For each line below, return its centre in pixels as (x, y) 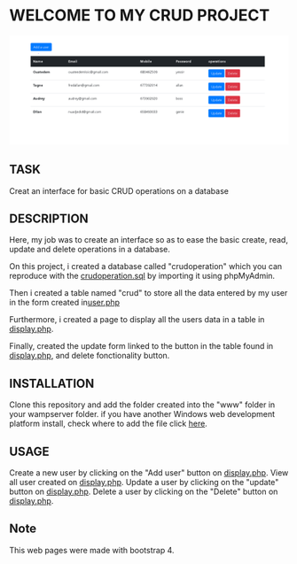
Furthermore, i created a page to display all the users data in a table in (137, 320)
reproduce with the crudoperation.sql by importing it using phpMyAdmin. (142, 276)
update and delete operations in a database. (90, 250)
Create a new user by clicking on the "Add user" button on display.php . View (149, 473)
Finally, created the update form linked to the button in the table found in (141, 346)
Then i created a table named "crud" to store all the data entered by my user (148, 293)
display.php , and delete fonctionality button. (90, 356)
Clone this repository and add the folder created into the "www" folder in (142, 405)
